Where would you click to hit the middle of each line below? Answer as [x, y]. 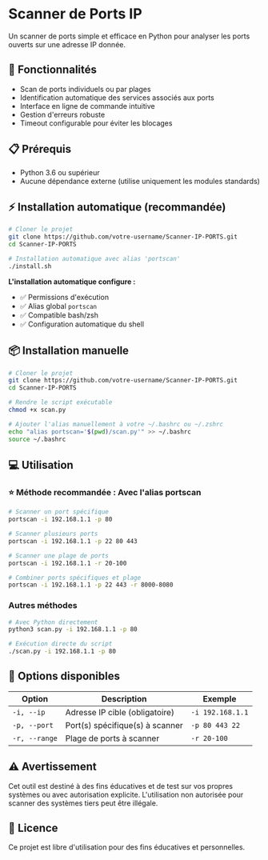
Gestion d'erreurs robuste [62, 114]
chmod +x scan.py [37, 410]
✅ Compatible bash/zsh [59, 315]
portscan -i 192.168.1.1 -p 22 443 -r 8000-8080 [91, 585]
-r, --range [35, 738]
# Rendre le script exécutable [60, 402]
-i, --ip [29, 712]
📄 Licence [33, 828]
